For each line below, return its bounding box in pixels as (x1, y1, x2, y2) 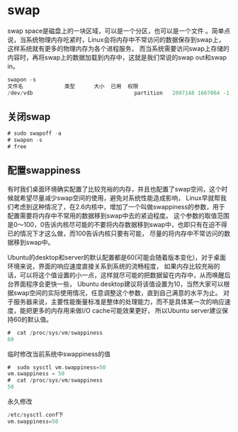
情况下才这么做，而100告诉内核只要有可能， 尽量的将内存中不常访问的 (19, 229, 225, 238)
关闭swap (7, 111, 51, 123)
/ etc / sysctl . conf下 (7, 411, 64, 419)
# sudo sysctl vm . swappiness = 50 (7, 364, 106, 371)
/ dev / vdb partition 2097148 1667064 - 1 (7, 89, 230, 96)
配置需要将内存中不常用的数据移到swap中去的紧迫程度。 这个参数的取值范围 (7, 211, 230, 220)
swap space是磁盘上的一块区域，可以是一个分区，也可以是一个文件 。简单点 (7, 26, 231, 35)
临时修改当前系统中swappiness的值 (7, 350, 111, 358)
